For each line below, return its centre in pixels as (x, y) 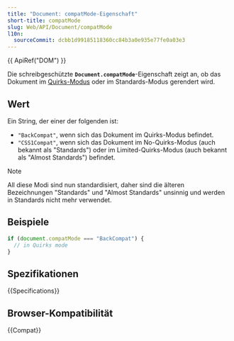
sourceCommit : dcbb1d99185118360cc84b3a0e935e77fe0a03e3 (100, 40)
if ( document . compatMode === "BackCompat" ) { (76, 238)
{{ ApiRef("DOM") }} (37, 60)
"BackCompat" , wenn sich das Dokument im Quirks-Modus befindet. (116, 135)
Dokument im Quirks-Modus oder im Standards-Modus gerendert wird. (111, 82)
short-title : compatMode (44, 21)
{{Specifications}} (34, 291)
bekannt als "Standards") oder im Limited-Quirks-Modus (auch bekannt (122, 150)
